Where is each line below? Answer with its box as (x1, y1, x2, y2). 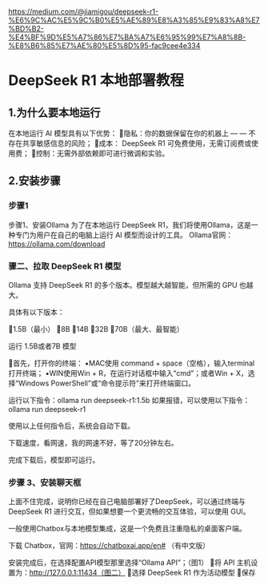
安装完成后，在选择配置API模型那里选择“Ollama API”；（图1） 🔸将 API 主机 (8, 558, 251, 567)
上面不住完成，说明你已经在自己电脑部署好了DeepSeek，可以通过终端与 (8, 497, 246, 506)
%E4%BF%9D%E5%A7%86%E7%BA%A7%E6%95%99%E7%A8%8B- (8, 32, 246, 42)
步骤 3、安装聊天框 (8, 477, 82, 488)
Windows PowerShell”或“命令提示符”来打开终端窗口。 (18, 378, 196, 388)
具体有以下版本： (8, 307, 65, 317)
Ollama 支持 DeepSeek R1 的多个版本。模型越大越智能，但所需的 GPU (8, 280, 238, 289)
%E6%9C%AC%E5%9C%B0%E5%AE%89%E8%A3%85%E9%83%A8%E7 (8, 15, 260, 25)
